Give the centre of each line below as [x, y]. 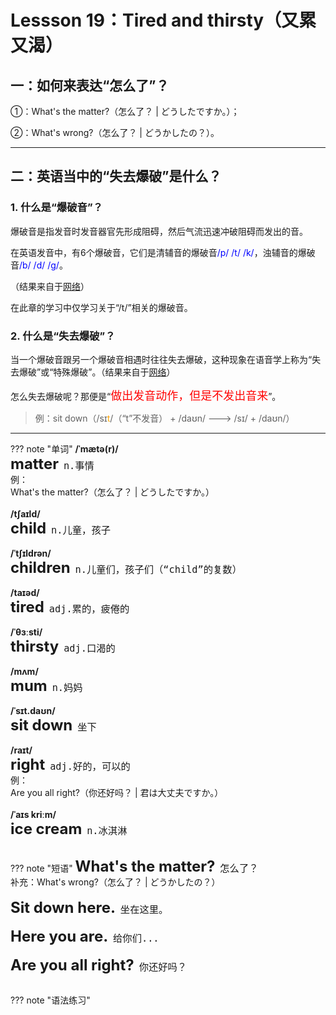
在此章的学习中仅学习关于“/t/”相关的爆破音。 [101, 307]
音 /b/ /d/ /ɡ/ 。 [39, 265]
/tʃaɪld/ [25, 513]
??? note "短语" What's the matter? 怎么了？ [134, 866]
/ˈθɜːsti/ [26, 632]
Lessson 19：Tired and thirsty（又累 [163, 20]
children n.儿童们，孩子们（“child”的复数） [126, 567]
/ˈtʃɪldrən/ [31, 553]
